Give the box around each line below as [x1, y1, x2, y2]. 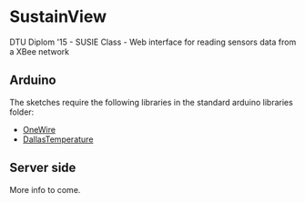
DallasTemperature [22, 134, 94, 145]
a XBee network [9, 46, 70, 56]
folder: [9, 107, 35, 117]
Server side [9, 160, 76, 176]
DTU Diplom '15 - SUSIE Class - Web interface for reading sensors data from [9, 36, 297, 47]
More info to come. [9, 184, 81, 195]
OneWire [22, 124, 56, 135]
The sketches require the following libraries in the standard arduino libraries [9, 96, 293, 107]
